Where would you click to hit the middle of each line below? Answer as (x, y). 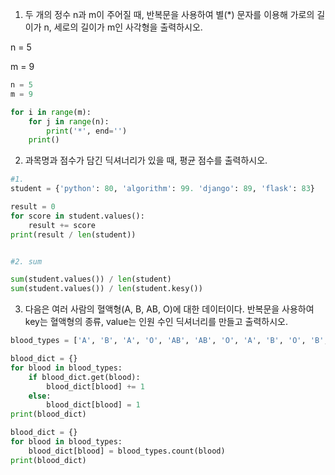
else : (40, 396)
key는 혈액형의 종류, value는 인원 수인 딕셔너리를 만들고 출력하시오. (156, 322)
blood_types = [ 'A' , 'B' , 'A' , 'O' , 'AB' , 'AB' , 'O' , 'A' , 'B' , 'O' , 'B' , (169, 341)
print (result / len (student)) (73, 234)
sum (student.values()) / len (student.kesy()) (106, 289)
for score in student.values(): (77, 216)
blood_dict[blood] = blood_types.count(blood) (127, 451)
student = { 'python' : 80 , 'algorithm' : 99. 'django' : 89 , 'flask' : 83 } (162, 189)
